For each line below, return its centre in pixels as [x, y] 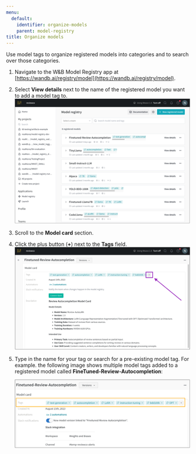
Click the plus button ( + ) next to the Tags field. [71, 244]
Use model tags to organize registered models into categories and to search [97, 54]
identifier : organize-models [52, 25]
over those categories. [33, 61]
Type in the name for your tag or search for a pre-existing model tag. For [102, 359]
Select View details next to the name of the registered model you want [99, 90]
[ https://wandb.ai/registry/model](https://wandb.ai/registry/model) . [95, 78]
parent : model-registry [45, 31]
